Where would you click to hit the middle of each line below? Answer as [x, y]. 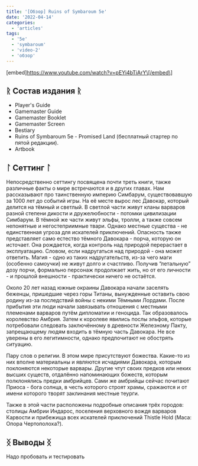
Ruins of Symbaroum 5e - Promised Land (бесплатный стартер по [96, 137]
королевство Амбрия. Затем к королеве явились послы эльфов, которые [99, 319]
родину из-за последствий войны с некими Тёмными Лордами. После [95, 300]
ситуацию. [20, 344]
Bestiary [25, 130]
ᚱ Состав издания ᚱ [44, 91]
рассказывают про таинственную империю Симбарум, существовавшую [99, 195]
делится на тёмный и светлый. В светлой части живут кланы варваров [96, 207]
